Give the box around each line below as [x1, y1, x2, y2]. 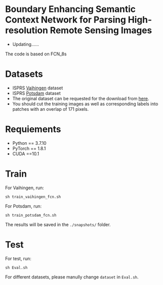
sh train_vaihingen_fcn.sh [5, 194, 61, 199]
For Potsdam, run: [5, 203, 42, 209]
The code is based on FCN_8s [5, 51, 67, 57]
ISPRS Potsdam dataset [12, 90, 61, 96]
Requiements [5, 124, 61, 135]
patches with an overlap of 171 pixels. [12, 106, 89, 112]
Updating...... [12, 41, 39, 47]
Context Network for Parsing [5, 14, 126, 25]
